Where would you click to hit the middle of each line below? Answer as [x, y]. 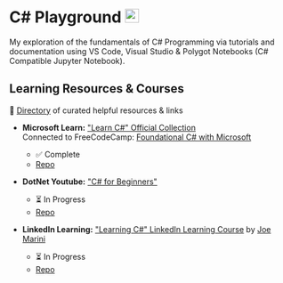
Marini [34, 239]
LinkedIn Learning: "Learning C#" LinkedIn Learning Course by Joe [146, 229]
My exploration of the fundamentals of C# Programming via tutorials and [142, 42]
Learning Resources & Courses [97, 89]
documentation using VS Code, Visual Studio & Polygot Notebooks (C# [139, 51]
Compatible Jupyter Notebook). [67, 61]
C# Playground [65, 17]
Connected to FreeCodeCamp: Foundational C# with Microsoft [137, 137]
